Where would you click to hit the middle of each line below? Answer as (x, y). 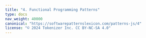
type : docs (16, 14)
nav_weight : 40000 (24, 19)
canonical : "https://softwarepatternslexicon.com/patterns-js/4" (73, 23)
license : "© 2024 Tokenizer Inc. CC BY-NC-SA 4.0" (58, 28)
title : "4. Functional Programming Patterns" (52, 10)
